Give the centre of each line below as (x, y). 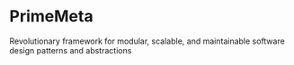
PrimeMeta (51, 16)
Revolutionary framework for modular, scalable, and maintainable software (147, 41)
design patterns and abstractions (71, 50)
